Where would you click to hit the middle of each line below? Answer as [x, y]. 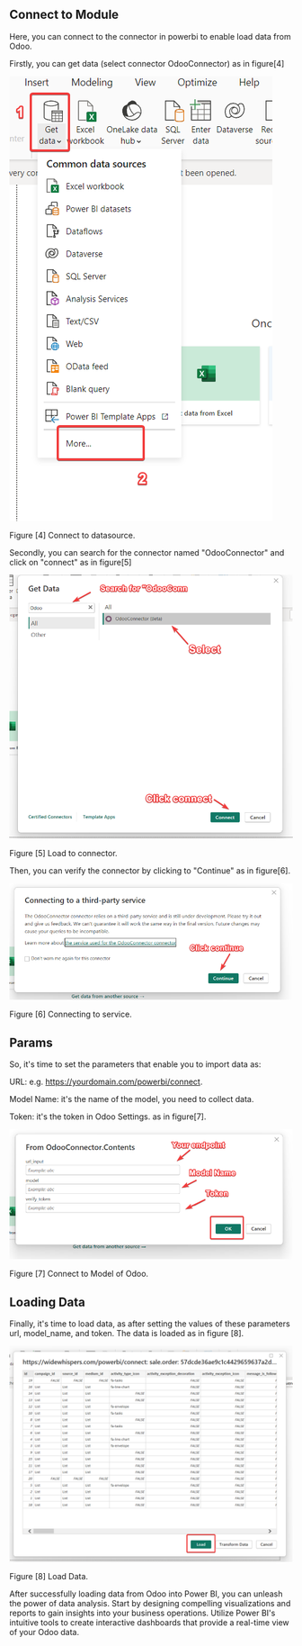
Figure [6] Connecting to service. [71, 1014]
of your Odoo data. [44, 1632]
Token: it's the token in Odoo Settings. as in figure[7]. [108, 1117]
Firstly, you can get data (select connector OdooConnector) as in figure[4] [147, 63]
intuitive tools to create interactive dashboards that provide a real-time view [149, 1622]
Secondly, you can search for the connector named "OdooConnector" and [147, 552]
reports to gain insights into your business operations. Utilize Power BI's [142, 1613]
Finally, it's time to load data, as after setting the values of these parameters [150, 1324]
